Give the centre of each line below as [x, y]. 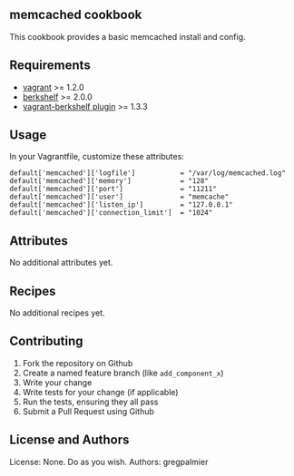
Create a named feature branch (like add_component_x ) [123, 373]
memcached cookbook [76, 15]
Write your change [57, 382]
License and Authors [69, 440]
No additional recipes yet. [58, 313]
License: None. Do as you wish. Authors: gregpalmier [109, 461]
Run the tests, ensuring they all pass [90, 402]
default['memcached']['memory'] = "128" [109, 181]
